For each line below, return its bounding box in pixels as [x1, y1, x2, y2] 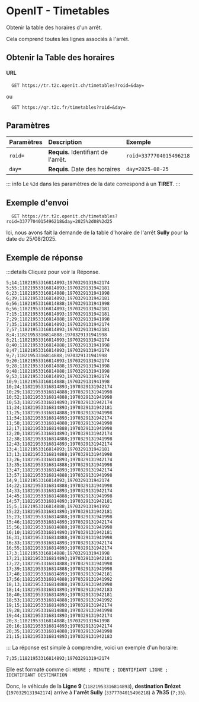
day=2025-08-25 [126, 166, 169, 173]
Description [48, 138, 82, 146]
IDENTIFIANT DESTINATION [6, 672, 68, 678]
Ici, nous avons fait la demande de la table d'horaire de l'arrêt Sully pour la [6, 229, 188, 236]
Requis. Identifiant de [48, 148, 108, 156]
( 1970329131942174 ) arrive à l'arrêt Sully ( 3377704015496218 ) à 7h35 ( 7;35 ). [6, 688, 187, 696]
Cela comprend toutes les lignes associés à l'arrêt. [6, 35, 130, 42]
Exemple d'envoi [6, 197, 69, 207]
